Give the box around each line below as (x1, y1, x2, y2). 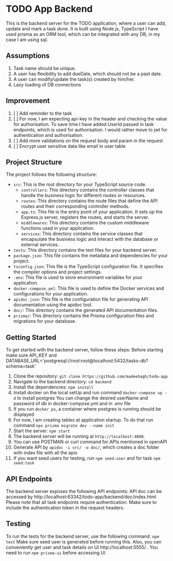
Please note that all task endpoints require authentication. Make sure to (6, 499, 157, 505)
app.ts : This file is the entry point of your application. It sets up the (21, 209, 163, 215)
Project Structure (6, 157, 62, 166)
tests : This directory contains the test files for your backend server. (13, 247, 158, 253)
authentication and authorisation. (13, 132, 84, 138)
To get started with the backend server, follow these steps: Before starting (6, 347, 164, 353)
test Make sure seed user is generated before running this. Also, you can (6, 538, 162, 545)
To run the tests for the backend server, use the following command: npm (6, 533, 159, 539)
